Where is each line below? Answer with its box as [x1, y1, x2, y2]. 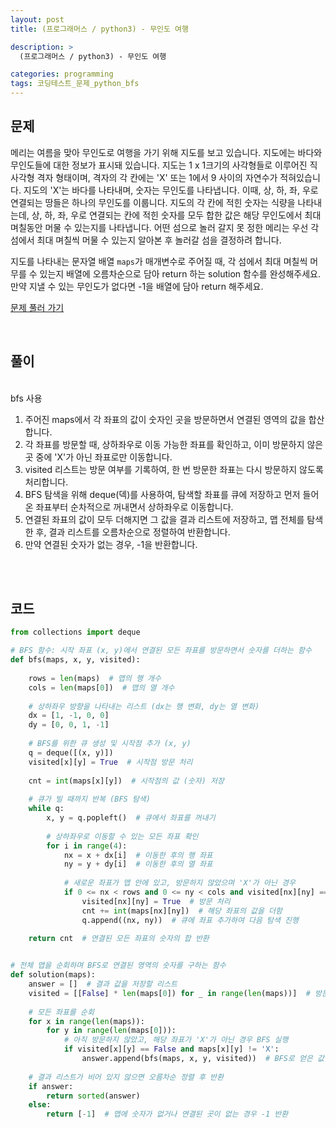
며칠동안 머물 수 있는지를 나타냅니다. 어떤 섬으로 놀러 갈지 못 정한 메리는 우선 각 [10, 221, 320, 233]
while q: [28, 804, 65, 814]
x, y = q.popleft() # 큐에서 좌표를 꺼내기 [46, 813, 216, 823]
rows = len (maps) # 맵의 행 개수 [28, 673, 162, 683]
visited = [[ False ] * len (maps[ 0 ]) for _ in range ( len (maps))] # [28, 988, 311, 998]
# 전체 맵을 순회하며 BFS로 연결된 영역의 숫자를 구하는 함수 [10, 961, 227, 971]
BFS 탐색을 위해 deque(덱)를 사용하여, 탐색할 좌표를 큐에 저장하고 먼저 [24, 488, 301, 500]
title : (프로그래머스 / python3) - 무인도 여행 [10, 24, 190, 34]
